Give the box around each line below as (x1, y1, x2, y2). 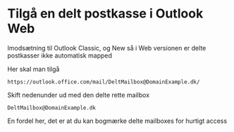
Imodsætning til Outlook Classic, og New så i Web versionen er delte (7, 44, 207, 52)
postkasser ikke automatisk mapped (7, 51, 113, 60)
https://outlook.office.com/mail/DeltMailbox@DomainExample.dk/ (7, 78, 200, 86)
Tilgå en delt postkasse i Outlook (7, 6, 204, 22)
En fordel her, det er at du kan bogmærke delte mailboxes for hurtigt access (7, 117, 228, 125)
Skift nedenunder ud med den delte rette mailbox (7, 91, 150, 99)
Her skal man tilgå (7, 65, 60, 73)
